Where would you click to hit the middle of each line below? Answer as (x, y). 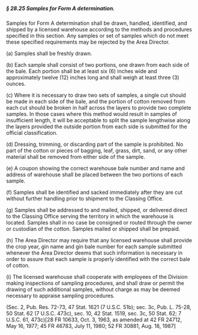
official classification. (32, 132)
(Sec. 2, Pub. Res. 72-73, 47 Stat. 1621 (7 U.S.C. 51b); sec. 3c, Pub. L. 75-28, (99, 307)
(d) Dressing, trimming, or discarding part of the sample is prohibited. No (95, 144)
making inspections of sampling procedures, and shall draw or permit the (95, 283)
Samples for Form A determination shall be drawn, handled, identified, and (97, 23)
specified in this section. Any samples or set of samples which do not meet (98, 35)
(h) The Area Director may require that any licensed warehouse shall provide (99, 240)
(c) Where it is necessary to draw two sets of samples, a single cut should (96, 95)
